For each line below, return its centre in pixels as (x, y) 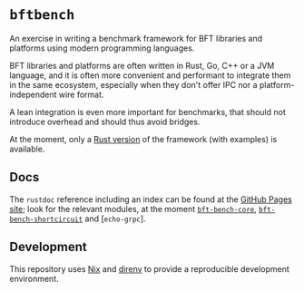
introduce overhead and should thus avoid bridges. (105, 121)
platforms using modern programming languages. (102, 48)
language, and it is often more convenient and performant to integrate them (150, 75)
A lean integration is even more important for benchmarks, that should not (147, 112)
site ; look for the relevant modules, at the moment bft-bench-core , (133, 209)
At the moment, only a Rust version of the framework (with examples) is (143, 139)
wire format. (81, 94)
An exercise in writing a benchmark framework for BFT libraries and (136, 38)
